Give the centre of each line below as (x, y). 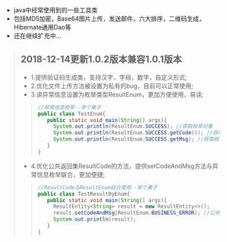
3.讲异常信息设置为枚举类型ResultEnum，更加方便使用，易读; (117, 94)
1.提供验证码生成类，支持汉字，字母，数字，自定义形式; (109, 77)
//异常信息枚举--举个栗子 (69, 107)
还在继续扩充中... (37, 36)
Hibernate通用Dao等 (42, 27)
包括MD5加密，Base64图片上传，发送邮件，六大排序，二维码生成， (109, 19)
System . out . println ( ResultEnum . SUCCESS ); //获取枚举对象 (133, 126)
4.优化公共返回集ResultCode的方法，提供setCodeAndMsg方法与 (121, 166)
